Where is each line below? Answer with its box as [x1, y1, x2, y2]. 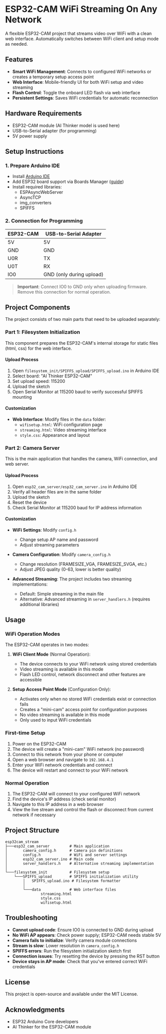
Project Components [5, 303, 70, 311]
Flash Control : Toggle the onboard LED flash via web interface [12, 89, 140, 95]
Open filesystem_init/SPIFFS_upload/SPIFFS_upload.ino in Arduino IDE [12, 367, 160, 373]
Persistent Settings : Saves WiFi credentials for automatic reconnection [12, 95, 159, 101]
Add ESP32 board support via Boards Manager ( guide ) [12, 179, 124, 184]
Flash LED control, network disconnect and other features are [19, 671, 146, 677]
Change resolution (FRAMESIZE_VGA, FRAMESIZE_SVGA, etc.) [19, 561, 147, 567]
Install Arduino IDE [12, 174, 51, 180]
